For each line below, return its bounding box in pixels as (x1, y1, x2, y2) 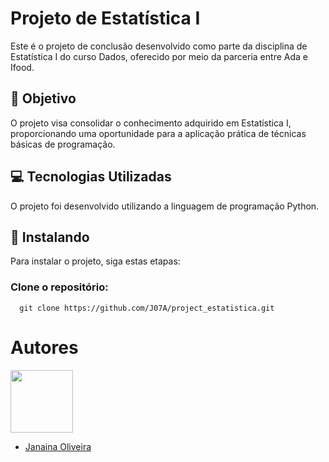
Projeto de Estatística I (10, 7, 201, 30)
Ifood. (10, 61, 35, 73)
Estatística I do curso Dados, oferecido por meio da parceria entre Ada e (10, 50, 308, 62)
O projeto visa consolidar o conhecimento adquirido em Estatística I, (10, 117, 292, 129)
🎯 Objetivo (10, 90, 77, 107)
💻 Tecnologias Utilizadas (10, 168, 172, 186)
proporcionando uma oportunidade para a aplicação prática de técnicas (10, 127, 307, 139)
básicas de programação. (10, 138, 116, 150)
